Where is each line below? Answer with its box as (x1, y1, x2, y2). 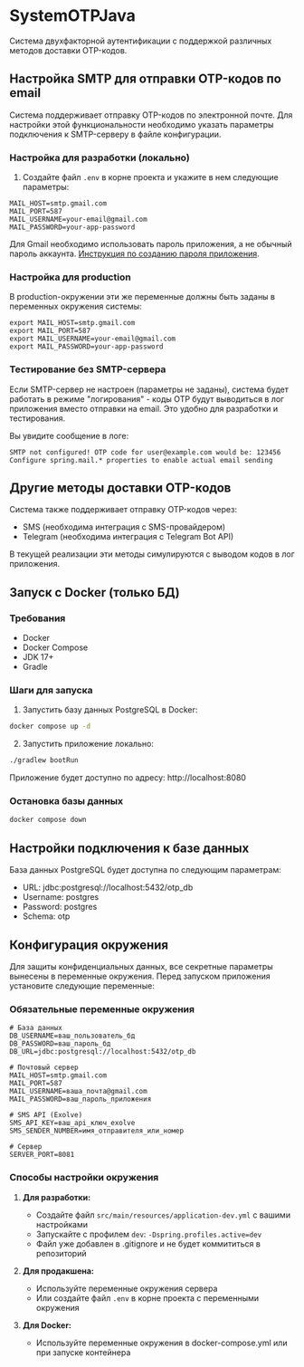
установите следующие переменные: (9, 980, 156, 991)
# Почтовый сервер (9, 1063, 79, 1073)
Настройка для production (9, 271, 131, 283)
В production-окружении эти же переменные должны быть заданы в (9, 292, 276, 302)
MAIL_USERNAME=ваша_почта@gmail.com (9, 1087, 147, 1096)
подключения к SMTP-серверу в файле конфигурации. (9, 129, 222, 139)
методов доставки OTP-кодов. (9, 44, 128, 55)
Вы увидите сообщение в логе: (9, 430, 129, 441)
